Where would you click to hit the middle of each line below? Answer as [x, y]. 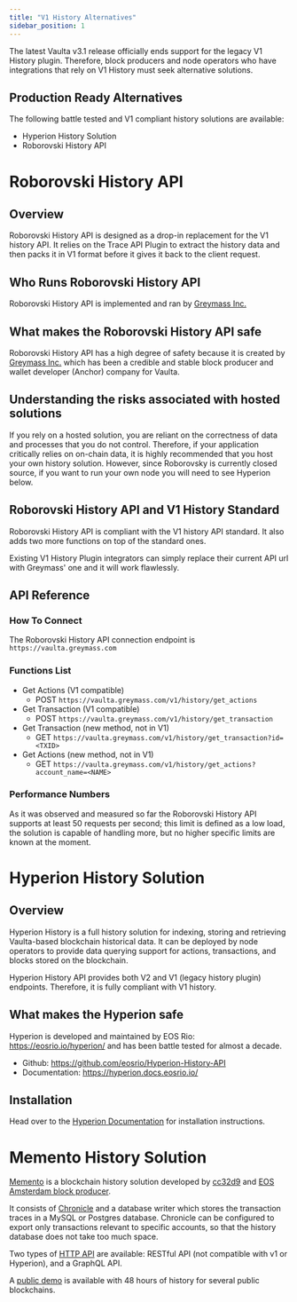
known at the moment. [50, 842]
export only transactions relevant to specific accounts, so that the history [143, 1227]
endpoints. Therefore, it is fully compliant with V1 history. [113, 987]
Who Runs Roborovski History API [105, 282]
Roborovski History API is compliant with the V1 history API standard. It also [147, 531]
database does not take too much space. [84, 1237]
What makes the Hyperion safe [97, 1015]
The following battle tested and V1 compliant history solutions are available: [147, 119]
